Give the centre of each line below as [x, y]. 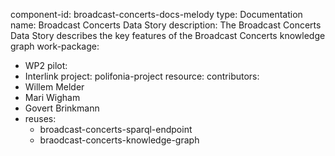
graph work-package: [55, 46]
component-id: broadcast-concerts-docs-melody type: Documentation [156, 14]
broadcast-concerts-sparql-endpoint [116, 129]
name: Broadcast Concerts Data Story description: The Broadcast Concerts [166, 25]
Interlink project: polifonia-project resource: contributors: [142, 76]
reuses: [40, 118]
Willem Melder [54, 87]
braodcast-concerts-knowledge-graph [119, 140]
